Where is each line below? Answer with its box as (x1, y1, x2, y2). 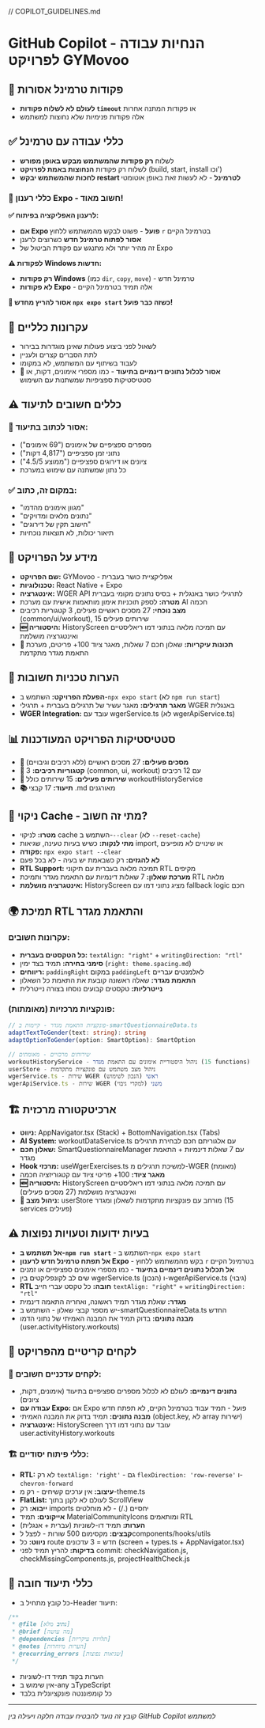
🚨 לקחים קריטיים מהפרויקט (8, 1345, 137, 1359)
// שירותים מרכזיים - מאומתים (8, 1050, 91, 1059)
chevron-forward (19, 1480, 73, 1487)
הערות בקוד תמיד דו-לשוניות (19, 1671, 104, 1681)
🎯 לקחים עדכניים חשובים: (8, 1369, 102, 1380)
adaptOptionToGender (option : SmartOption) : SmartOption (8, 1036, 196, 1044)
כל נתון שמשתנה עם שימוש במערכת (19, 464, 127, 474)
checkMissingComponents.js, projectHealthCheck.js (19, 1554, 191, 1563)
